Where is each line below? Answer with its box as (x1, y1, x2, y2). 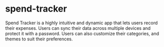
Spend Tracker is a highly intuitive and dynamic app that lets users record (5, 20, 158, 26)
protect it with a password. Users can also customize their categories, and (5, 30, 159, 36)
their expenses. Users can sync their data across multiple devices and (5, 25, 151, 31)
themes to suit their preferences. (5, 36, 73, 42)
